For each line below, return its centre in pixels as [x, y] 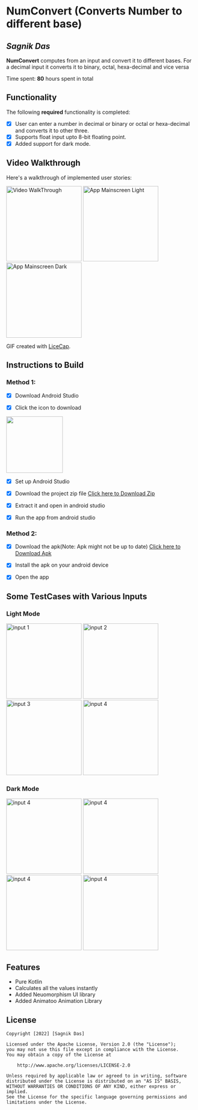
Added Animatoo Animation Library [58, 1001]
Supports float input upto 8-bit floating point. [70, 137]
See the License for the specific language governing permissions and [97, 1097]
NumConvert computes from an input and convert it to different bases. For [99, 61]
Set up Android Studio [42, 481]
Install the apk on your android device [62, 565]
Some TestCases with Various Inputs [77, 597]
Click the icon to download [48, 407]
